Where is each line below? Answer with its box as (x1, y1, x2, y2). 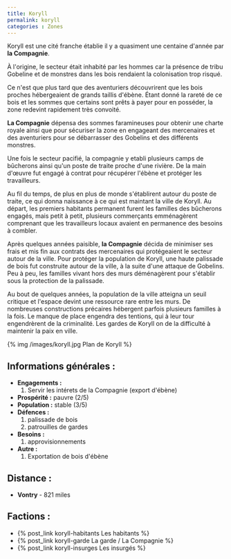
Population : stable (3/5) (17, 401, 88, 409)
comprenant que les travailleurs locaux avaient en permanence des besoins (7, 219, 223, 228)
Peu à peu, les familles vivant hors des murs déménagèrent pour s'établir (7, 269, 216, 277)
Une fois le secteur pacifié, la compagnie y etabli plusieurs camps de (7, 154, 204, 163)
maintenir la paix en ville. (7, 327, 78, 336)
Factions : (7, 511, 50, 522)
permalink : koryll (7, 17, 60, 24)
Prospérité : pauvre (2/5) (17, 394, 89, 402)
